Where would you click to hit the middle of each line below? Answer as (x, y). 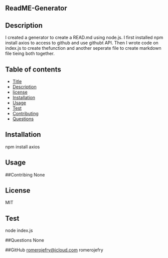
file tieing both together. (30, 54)
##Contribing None (25, 175)
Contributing (25, 114)
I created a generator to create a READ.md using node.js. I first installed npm (84, 38)
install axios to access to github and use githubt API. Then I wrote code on (82, 43)
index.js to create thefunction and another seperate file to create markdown (83, 48)
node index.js (19, 230)
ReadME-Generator (36, 8)
